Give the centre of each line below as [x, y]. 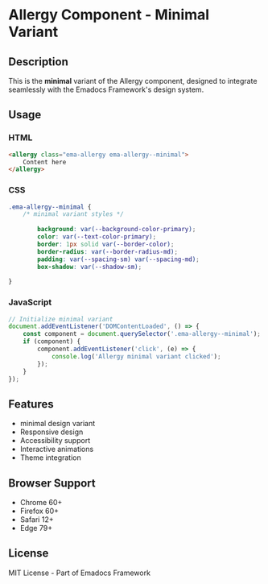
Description [38, 62]
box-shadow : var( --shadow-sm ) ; [90, 267]
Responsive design [52, 432]
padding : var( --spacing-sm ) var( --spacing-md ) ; [118, 259]
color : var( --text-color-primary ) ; [97, 237]
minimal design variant [58, 424]
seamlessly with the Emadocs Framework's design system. [106, 89]
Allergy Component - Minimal [109, 15]
